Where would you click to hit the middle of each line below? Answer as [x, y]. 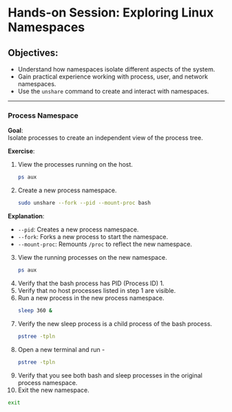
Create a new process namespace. [67, 190]
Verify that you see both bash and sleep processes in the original [110, 375]
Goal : [15, 131]
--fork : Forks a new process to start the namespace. [93, 237]
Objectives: [33, 53]
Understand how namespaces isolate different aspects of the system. [116, 69]
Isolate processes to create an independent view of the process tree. [106, 138]
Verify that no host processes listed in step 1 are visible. [97, 290]
